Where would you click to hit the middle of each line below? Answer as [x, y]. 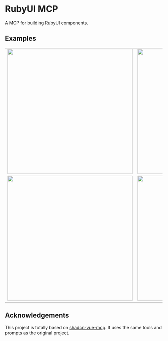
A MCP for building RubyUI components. [47, 23]
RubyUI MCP [32, 9]
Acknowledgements [37, 316]
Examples [21, 38]
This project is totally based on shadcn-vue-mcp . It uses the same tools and [84, 327]
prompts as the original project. [37, 333]
